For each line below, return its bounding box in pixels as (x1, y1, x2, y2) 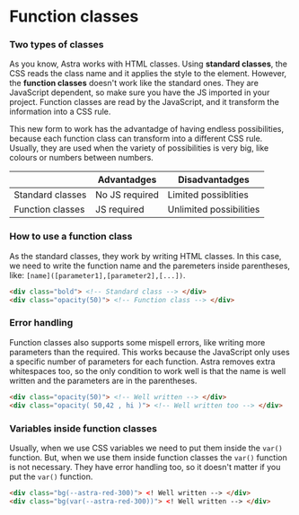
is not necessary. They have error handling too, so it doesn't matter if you (9, 461, 281, 472)
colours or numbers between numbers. (9, 153, 154, 163)
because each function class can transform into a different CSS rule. (9, 133, 263, 144)
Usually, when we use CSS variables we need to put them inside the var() (9, 442, 283, 453)
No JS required (95, 188, 160, 201)
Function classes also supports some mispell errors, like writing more (9, 336, 266, 347)
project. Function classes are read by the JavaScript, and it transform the (9, 97, 280, 108)
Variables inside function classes (9, 422, 157, 434)
